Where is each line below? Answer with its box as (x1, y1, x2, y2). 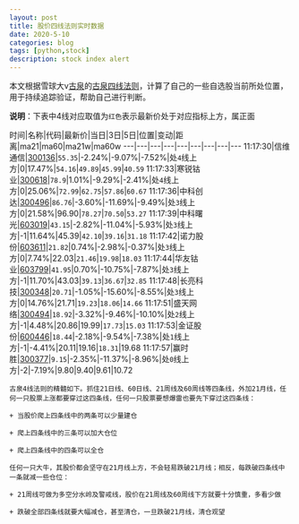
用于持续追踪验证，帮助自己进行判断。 (9, 91, 150, 102)
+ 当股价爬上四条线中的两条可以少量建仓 (9, 411, 138, 420)
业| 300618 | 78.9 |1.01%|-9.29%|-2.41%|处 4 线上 (9, 175, 180, 185)
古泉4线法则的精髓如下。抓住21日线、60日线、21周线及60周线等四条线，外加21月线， (9, 384, 280, 393)
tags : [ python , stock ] (9, 47, 90, 56)
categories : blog (9, 38, 74, 47)
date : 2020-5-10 (9, 30, 70, 39)
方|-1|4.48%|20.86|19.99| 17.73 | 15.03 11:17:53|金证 (9, 320, 194, 331)
